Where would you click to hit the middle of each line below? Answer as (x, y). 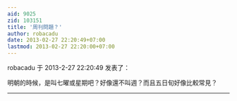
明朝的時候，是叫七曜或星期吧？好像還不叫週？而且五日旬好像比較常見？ (112, 83)
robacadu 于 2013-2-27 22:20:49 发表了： (69, 67)
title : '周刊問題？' (35, 27)
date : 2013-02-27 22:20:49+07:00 (56, 40)
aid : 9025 (22, 14)
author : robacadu (33, 34)
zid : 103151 (25, 20)
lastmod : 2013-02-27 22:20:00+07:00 (61, 47)
